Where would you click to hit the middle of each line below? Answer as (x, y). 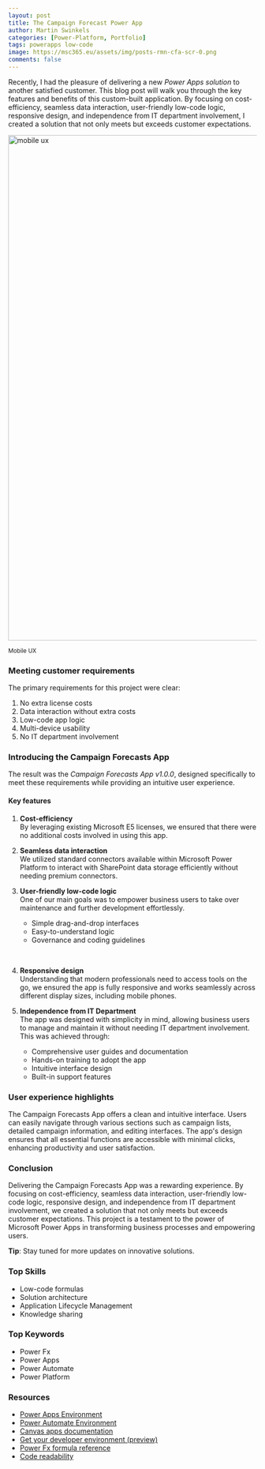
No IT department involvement (69, 737)
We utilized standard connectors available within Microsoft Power (126, 858)
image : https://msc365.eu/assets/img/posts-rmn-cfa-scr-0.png (112, 52)
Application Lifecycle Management (76, 1306)
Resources (29, 1397)
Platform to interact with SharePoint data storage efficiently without (129, 867)
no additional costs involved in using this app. (93, 835)
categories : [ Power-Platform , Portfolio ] (77, 38)
